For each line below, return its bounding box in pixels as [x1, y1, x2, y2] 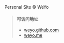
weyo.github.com [23, 27, 59, 33]
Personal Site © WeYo [4, 4, 49, 10]
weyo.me [23, 32, 43, 38]
